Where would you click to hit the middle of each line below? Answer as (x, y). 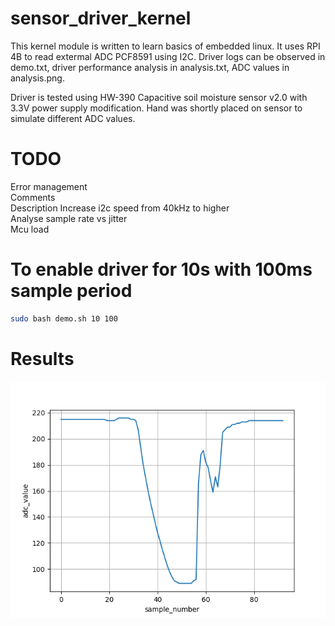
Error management (49, 186)
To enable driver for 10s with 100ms (161, 269)
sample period (71, 291)
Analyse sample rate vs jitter (69, 218)
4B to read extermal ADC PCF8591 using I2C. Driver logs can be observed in (168, 56)
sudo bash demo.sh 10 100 (64, 318)
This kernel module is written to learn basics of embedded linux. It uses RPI (165, 46)
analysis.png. (37, 78)
